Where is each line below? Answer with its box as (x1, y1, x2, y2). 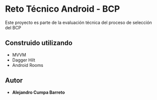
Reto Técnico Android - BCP (5, 3, 120, 15)
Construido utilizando (5, 39, 73, 47)
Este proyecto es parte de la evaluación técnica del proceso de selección (5, 20, 152, 25)
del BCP (5, 24, 21, 30)
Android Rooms (12, 62, 43, 68)
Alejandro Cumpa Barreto (12, 89, 65, 95)
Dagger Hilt (12, 57, 36, 63)
